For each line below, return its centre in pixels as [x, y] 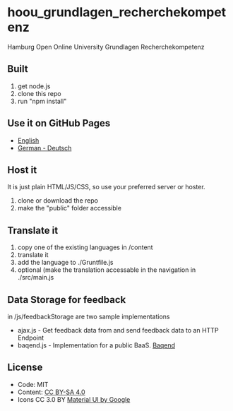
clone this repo [39, 93]
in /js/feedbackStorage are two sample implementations [89, 316]
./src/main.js [36, 278]
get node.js [34, 86]
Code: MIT [33, 384]
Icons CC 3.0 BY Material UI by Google [74, 399]
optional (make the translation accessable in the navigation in [107, 270]
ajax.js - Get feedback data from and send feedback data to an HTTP [118, 330]
